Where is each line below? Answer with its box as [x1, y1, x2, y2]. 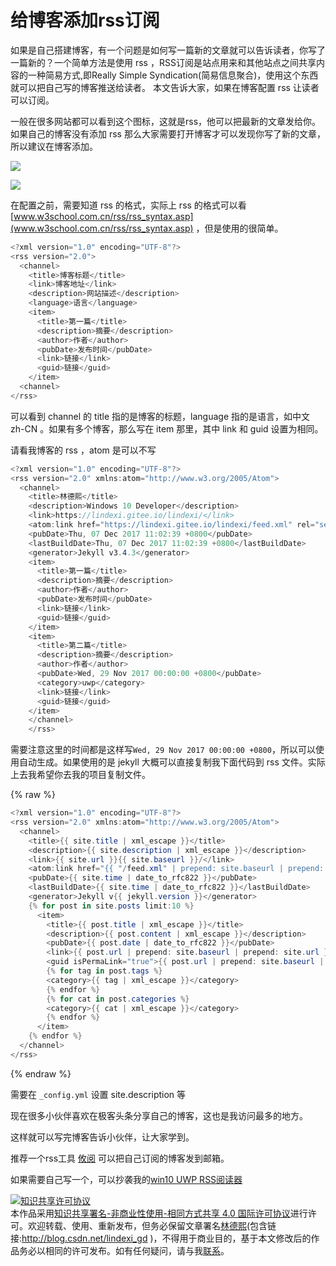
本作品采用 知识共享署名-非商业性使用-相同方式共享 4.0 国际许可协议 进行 [10, 1207, 308, 1219]
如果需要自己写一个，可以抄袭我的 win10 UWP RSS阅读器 [10, 1173, 243, 1185]
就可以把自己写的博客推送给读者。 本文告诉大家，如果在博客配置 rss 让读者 [10, 81, 320, 93]
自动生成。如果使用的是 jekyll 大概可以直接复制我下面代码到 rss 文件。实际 [18, 756, 326, 768]
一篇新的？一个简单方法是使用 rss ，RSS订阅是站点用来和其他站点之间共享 [10, 56, 317, 68]
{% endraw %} [10, 1067, 72, 1080]
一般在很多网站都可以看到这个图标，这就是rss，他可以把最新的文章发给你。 [10, 115, 322, 127]
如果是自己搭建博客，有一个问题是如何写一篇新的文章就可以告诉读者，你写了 [10, 44, 326, 56]
